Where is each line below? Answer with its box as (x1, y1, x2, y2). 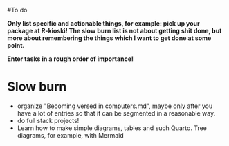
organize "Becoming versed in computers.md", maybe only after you (17, 102, 213, 110)
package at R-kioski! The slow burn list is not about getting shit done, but (7, 27, 222, 35)
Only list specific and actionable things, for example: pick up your (7, 19, 200, 27)
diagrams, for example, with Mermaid (17, 131, 125, 139)
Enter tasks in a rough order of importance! (7, 55, 134, 63)
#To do (7, 6, 28, 14)
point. (7, 42, 25, 49)
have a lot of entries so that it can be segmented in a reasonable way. (17, 109, 216, 117)
